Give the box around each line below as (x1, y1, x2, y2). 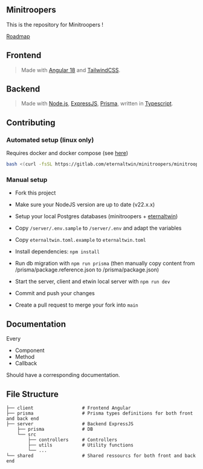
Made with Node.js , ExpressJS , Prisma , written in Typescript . (21, 100, 173, 107)
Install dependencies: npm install (14, 248, 100, 255)
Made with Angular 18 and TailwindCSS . (21, 66, 121, 73)
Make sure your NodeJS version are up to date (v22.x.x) (14, 201, 155, 208)
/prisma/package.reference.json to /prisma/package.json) (14, 266, 159, 273)
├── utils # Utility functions (28, 442, 134, 448)
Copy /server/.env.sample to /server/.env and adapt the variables (14, 224, 182, 232)
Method (14, 353, 35, 361)
